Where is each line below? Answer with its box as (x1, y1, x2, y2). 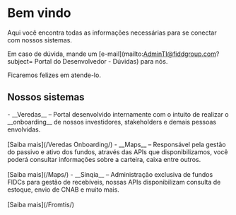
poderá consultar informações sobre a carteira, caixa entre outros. (7, 155, 201, 163)
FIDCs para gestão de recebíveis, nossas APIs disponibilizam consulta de (7, 178, 221, 186)
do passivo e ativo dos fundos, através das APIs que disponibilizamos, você (7, 147, 228, 156)
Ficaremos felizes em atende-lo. (7, 71, 101, 79)
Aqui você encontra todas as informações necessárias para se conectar (7, 28, 217, 37)
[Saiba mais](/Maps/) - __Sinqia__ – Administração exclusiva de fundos (7, 170, 213, 178)
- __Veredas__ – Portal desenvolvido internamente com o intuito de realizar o (7, 110, 229, 118)
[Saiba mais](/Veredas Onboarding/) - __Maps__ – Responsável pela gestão (7, 140, 226, 149)
